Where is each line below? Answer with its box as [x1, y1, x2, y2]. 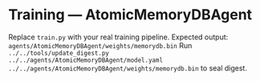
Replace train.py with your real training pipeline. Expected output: [8, 32, 229, 42]
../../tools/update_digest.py [8, 49, 110, 57]
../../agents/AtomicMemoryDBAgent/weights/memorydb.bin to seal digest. [8, 63, 247, 73]
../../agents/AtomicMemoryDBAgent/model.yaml [8, 56, 163, 64]
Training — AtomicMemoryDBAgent [8, 6, 253, 24]
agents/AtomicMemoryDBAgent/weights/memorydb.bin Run [8, 40, 193, 50]
